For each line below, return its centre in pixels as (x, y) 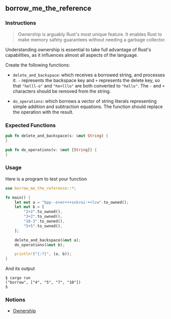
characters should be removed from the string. (62, 91)
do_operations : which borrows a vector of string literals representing (85, 101)
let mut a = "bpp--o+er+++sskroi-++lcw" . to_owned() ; (72, 202)
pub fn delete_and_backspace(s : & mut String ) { (57, 136)
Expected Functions (31, 125)
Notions (15, 300)
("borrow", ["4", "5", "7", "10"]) (43, 283)
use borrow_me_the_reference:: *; (41, 188)
